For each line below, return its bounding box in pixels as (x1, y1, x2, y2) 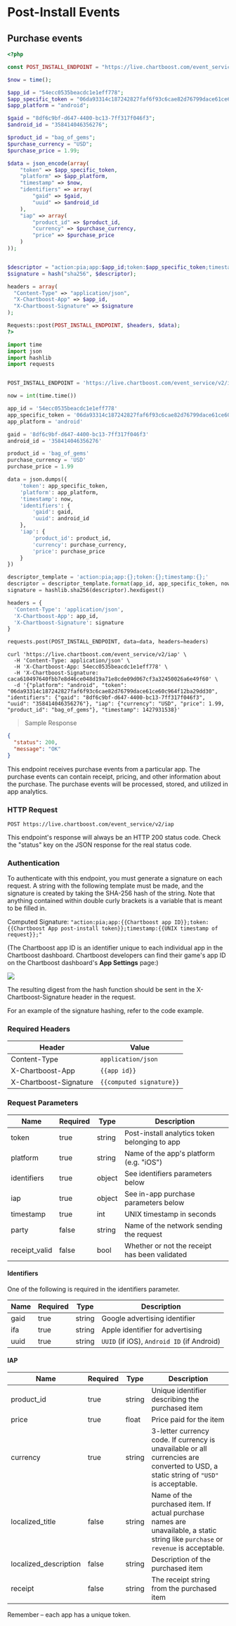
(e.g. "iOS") (124, 1157, 163, 1167)
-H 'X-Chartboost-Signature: (13, 669, 99, 676)
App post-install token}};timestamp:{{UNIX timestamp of (48, 925, 218, 933)
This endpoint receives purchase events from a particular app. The (7, 764, 201, 773)
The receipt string (151, 1575, 211, 1584)
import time (7, 341, 42, 348)
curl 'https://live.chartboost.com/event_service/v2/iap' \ (7, 651, 188, 658)
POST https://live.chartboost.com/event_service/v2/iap (7, 821, 174, 828)
